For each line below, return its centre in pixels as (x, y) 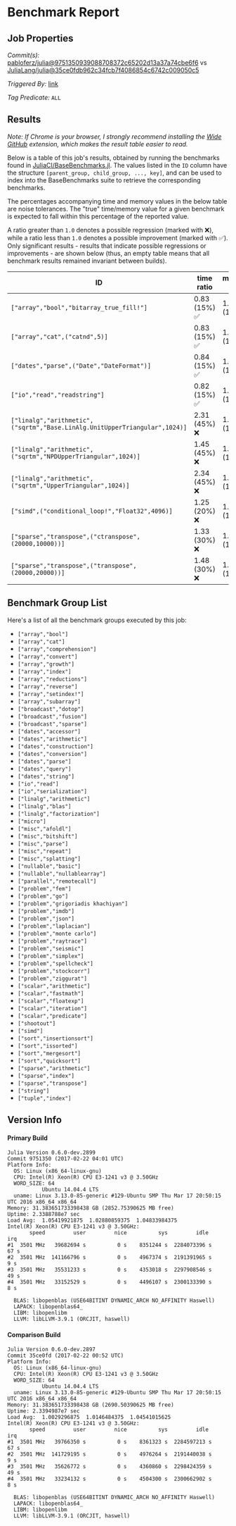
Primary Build (27, 1138)
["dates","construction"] (55, 746)
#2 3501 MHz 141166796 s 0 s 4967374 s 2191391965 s (110, 1258)
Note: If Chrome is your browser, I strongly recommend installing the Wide (114, 136)
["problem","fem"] (44, 888)
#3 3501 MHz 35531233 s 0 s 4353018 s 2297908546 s (110, 1270)
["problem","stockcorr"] (54, 971)
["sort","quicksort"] (49, 1061)
